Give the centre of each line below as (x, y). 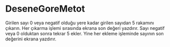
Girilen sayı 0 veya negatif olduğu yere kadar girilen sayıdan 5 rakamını (80, 23)
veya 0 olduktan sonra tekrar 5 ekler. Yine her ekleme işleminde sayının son (85, 33)
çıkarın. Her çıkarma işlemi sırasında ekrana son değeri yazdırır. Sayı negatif (85, 28)
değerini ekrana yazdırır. (31, 39)
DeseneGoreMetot (45, 9)
